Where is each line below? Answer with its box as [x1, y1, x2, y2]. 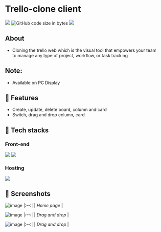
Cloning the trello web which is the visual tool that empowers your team [12, 47, 157, 53]
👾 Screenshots [5, 190, 51, 198]
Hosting [5, 165, 24, 171]
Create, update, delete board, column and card [12, 106, 107, 113]
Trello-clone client [5, 3, 81, 15]
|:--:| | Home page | [23, 203, 63, 209]
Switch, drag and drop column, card [12, 112, 85, 118]
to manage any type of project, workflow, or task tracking [12, 52, 128, 58]
